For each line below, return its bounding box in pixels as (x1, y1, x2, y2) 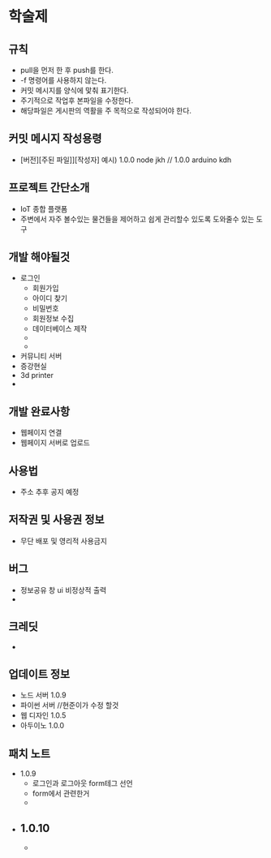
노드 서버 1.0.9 (19, 690, 67, 700)
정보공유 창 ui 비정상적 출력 (19, 585, 107, 594)
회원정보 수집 (32, 314, 75, 324)
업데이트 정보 (8, 667, 71, 681)
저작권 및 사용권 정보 (8, 513, 105, 527)
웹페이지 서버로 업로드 (19, 438, 91, 448)
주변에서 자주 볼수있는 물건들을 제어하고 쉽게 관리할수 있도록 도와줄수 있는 (19, 214, 255, 224)
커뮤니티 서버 (19, 351, 62, 361)
